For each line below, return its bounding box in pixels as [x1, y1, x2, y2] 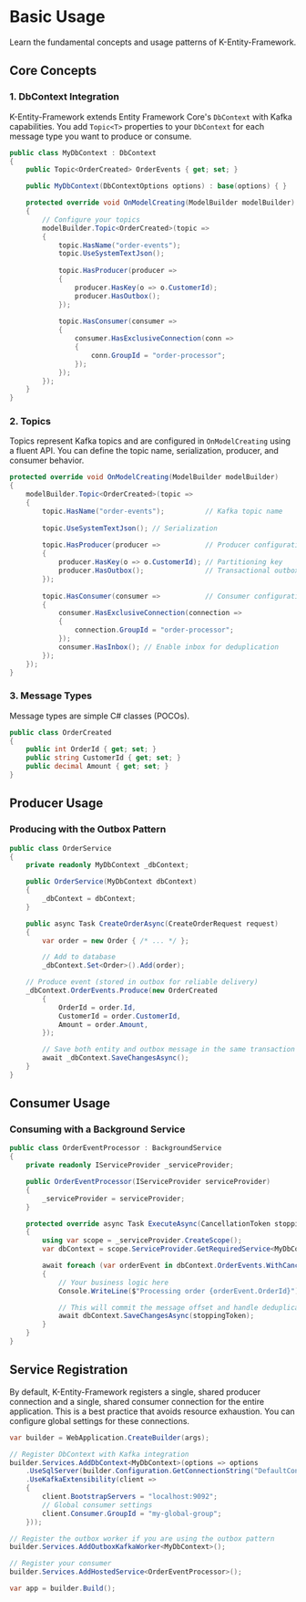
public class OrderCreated [9, 728, 112, 737]
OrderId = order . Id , [57, 1002, 137, 1012]
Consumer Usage [9, 1095, 111, 1111]
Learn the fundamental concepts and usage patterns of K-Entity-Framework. [9, 37, 297, 47]
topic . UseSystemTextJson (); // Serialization [42, 523, 219, 533]
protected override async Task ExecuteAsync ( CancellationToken [25, 1219, 271, 1229]
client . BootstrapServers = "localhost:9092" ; [42, 1492, 219, 1502]
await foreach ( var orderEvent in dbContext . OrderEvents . [42, 1262, 267, 1271]
